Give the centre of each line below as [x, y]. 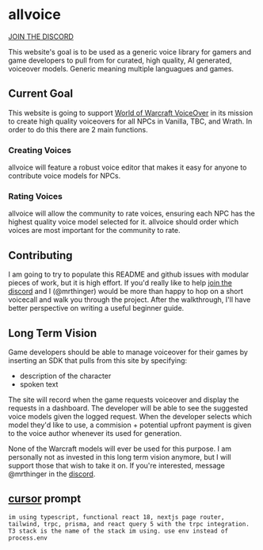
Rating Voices [36, 196]
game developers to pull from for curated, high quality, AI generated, [120, 60]
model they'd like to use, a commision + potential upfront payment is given [130, 425]
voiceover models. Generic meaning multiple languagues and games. [121, 68]
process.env [28, 538]
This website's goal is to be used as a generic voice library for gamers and [130, 52]
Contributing [40, 255]
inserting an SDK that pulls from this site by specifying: [98, 360]
